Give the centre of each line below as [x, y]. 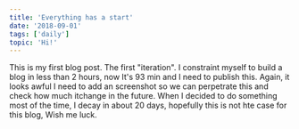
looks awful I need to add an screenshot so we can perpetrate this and [139, 86]
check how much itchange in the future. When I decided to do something [144, 96]
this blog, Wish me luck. [54, 115]
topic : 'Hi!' [33, 42]
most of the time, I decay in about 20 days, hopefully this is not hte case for [148, 105]
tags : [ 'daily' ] [39, 34]
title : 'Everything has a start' [71, 17]
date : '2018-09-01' [46, 26]
